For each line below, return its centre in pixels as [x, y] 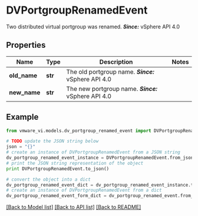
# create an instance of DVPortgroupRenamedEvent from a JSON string [93, 152]
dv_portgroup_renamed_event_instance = [55, 158]
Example [22, 117]
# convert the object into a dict [49, 179]
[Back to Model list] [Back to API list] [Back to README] [74, 207]
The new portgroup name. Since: [112, 89]
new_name [25, 92]
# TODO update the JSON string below [52, 141]
